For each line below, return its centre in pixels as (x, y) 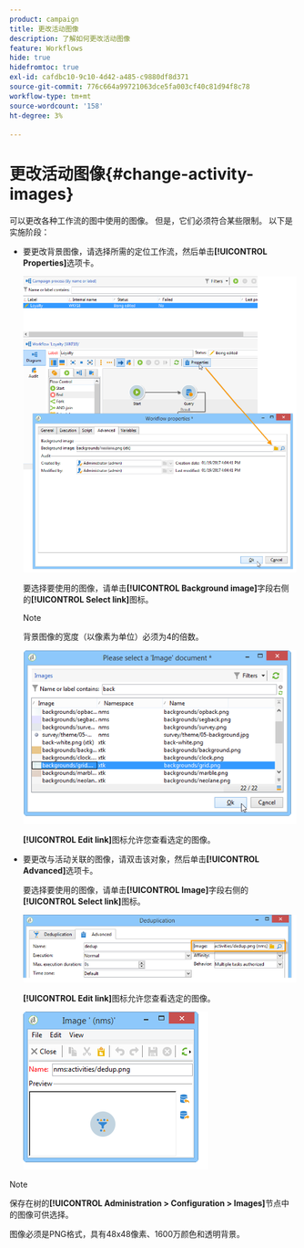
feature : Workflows (46, 48)
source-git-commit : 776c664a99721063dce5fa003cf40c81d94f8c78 (130, 87)
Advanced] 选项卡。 (60, 870)
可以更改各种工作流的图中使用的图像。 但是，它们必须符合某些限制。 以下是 (151, 221)
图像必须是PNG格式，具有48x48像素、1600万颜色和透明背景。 (127, 1234)
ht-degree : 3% (36, 115)
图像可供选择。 (45, 1215)
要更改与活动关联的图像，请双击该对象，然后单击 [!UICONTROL (141, 859)
